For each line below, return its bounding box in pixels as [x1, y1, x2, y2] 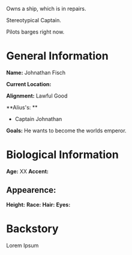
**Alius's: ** [6, 104, 38, 111]
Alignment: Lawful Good [6, 92, 68, 99]
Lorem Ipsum [6, 242, 39, 249]
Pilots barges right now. [6, 28, 65, 35]
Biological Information [6, 148, 119, 162]
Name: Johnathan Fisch [6, 69, 66, 76]
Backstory [6, 221, 59, 235]
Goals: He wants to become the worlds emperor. [6, 127, 127, 134]
